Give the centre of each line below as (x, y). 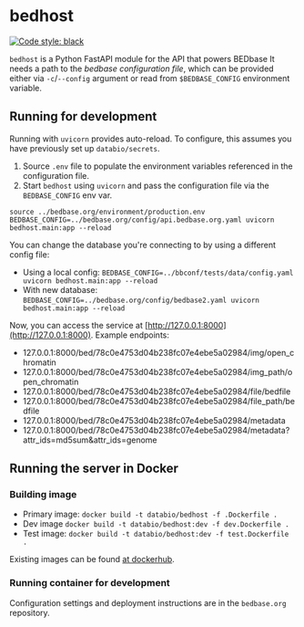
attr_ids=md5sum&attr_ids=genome (90, 440)
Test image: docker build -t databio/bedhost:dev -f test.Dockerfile (156, 534)
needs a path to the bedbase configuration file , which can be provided (142, 68)
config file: (30, 254)
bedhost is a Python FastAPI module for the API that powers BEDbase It (142, 58)
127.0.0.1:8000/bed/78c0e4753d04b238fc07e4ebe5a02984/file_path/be (159, 401)
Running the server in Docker (94, 469)
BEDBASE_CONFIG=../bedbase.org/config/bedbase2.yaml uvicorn (141, 300)
